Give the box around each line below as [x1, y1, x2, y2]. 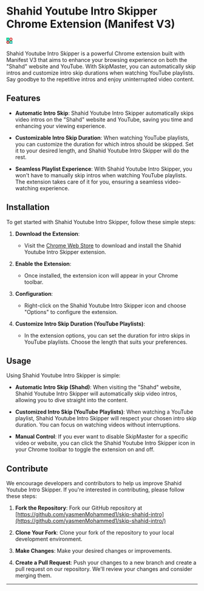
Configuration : [15, 290, 53, 297]
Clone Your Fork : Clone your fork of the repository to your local [15, 529, 174, 536]
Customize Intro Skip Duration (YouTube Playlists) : [15, 320, 146, 327]
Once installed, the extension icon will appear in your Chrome [24, 272, 178, 279]
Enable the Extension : [15, 260, 72, 267]
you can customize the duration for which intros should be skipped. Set [15, 140, 194, 148]
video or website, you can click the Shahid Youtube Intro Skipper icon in [15, 439, 195, 447]
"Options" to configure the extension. [24, 308, 118, 315]
